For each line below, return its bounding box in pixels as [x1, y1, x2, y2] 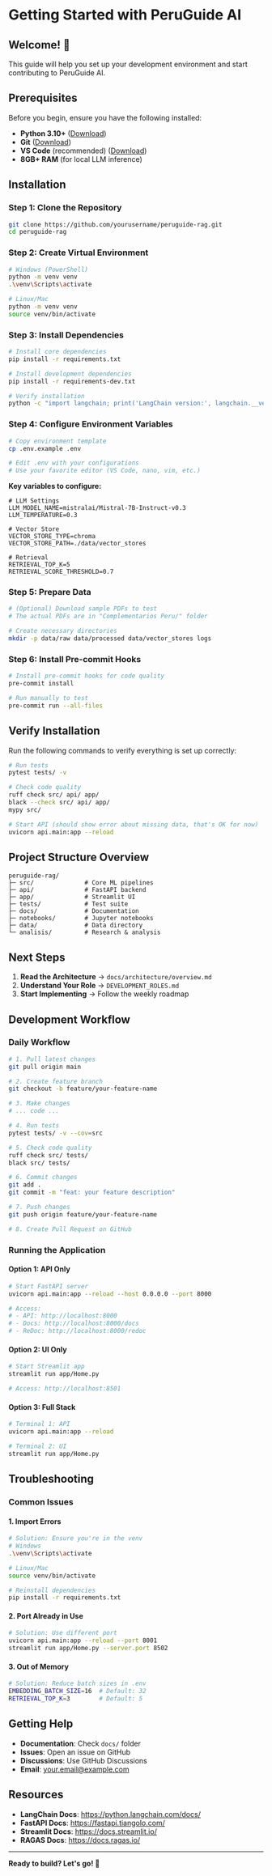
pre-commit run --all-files [8, 702, 104, 710]
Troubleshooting [8, 1472, 95, 1486]
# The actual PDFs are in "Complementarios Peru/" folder [8, 613, 208, 621]
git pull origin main [8, 1063, 82, 1071]
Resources [8, 1788, 64, 1802]
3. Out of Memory [8, 1662, 69, 1671]
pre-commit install [8, 680, 74, 688]
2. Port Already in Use [8, 1611, 83, 1620]
